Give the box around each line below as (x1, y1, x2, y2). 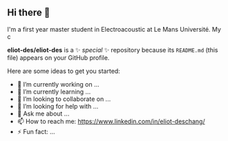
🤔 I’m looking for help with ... (17, 102, 99, 110)
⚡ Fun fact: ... (17, 127, 55, 135)
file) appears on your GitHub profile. (7, 53, 110, 62)
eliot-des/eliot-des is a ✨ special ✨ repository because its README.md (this (7, 45, 218, 54)
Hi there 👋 (7, 7, 50, 19)
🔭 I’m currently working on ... (17, 80, 99, 88)
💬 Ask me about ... (17, 109, 70, 118)
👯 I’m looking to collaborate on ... (17, 94, 111, 103)
